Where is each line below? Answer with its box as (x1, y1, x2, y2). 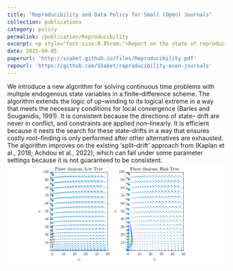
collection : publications (7, 18, 82, 26)
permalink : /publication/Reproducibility (7, 33, 129, 40)
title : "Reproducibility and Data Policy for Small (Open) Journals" (7, 11, 213, 18)
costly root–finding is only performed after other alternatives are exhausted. (7, 134, 224, 142)
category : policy (7, 26, 58, 33)
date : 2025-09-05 (7, 48, 58, 55)
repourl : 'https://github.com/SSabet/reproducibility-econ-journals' (7, 62, 213, 69)
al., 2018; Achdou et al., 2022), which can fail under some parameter (7, 148, 203, 157)
